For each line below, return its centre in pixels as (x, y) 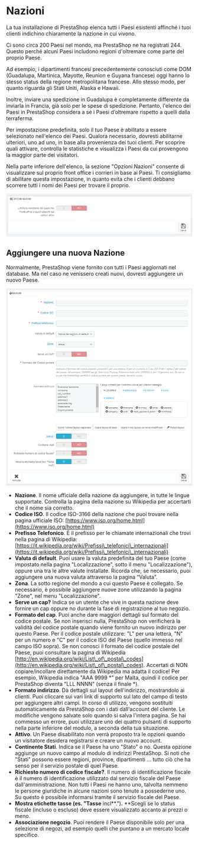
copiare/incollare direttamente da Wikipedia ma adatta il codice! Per (97, 671)
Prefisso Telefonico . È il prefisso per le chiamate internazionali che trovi (103, 533)
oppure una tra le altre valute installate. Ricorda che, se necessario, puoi (103, 571)
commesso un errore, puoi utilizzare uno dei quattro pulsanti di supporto (103, 721)
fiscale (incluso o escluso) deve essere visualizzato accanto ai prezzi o (101, 810)
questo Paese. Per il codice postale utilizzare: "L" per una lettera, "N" (99, 633)
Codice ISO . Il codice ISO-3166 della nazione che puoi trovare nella (96, 514)
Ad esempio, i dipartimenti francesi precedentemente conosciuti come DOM (99, 69)
